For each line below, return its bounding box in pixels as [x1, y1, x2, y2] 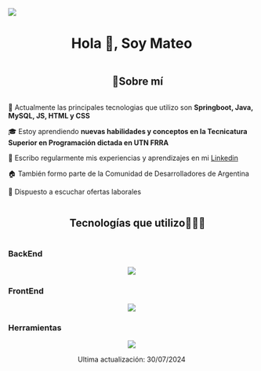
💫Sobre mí [111, 75, 163, 89]
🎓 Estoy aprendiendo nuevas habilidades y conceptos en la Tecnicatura [8, 126, 248, 136]
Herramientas [8, 322, 62, 333]
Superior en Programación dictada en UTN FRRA [8, 137, 169, 147]
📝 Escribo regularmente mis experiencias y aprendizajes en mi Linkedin [8, 153, 239, 162]
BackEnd [8, 249, 43, 260]
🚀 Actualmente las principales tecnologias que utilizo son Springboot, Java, [8, 102, 253, 112]
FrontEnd [8, 286, 45, 296]
